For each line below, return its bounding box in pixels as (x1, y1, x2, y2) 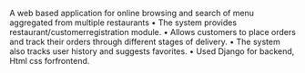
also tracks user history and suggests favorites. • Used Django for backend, (9, 46, 295, 57)
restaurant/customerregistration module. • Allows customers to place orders (9, 27, 296, 37)
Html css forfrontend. (9, 56, 90, 66)
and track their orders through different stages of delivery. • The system (9, 36, 280, 47)
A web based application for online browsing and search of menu (9, 8, 255, 18)
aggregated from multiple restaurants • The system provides (9, 17, 238, 28)
